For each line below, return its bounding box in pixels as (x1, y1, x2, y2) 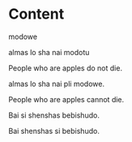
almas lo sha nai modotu (8, 47, 90, 57)
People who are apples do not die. (8, 62, 123, 73)
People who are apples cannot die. (8, 94, 125, 104)
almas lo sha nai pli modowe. (8, 79, 105, 88)
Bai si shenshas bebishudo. (8, 110, 100, 120)
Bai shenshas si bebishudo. (8, 126, 100, 136)
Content (8, 5, 65, 24)
